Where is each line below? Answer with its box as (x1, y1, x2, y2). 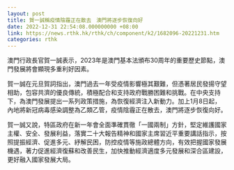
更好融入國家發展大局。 (7, 155, 75, 164)
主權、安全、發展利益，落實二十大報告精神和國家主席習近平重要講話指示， (7, 130, 221, 138)
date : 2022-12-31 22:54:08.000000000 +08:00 (7, 23, 139, 30)
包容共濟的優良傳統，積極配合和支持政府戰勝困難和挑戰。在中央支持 (25, 88, 221, 97)
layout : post (7, 10, 45, 17)
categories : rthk (7, 36, 58, 43)
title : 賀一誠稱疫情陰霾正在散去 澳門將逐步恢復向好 (7, 17, 143, 24)
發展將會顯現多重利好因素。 (13, 65, 93, 73)
